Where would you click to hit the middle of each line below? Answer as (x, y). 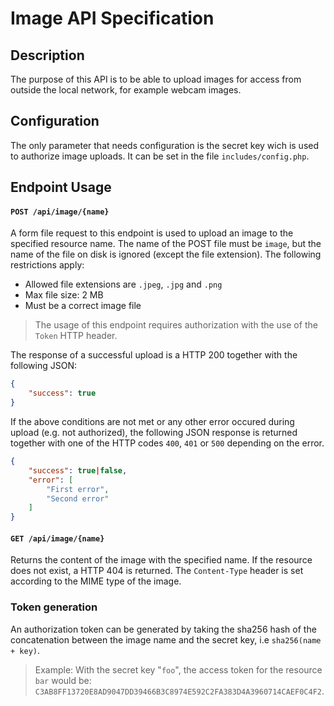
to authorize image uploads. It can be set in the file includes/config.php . (160, 156)
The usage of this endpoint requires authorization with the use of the (176, 325)
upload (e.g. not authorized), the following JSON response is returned (154, 433)
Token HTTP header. (76, 336)
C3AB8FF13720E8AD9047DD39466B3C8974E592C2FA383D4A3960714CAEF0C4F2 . (179, 691)
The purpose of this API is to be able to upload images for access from (156, 79)
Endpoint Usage (61, 187)
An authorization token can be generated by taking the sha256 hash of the (163, 629)
